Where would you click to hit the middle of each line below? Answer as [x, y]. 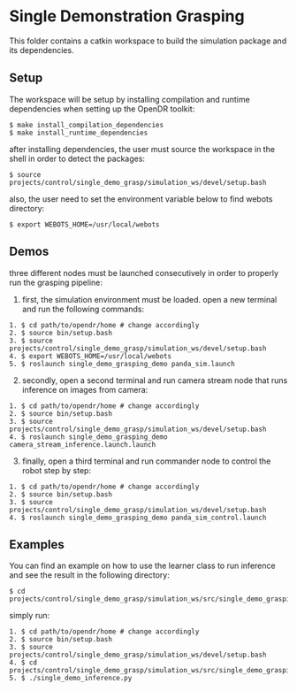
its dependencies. [42, 50]
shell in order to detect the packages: [77, 158]
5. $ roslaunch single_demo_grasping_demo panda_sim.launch [122, 364]
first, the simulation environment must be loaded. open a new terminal [149, 299]
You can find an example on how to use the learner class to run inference [142, 566]
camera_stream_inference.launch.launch [83, 444]
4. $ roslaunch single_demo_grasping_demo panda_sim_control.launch [138, 518]
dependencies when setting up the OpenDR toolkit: [102, 109]
